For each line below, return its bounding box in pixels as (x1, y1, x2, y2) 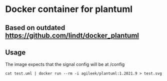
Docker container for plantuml (5, 3, 133, 15)
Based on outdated (5, 23, 65, 32)
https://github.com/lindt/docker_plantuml (5, 31, 139, 39)
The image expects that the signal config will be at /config (5, 61, 125, 67)
